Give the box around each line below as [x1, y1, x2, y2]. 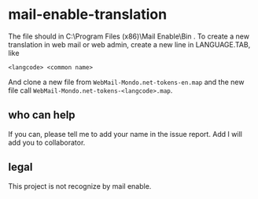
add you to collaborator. [8, 138, 86, 147]
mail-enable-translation [8, 6, 168, 24]
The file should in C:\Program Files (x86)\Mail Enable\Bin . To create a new [8, 31, 250, 41]
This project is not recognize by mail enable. [8, 181, 152, 190]
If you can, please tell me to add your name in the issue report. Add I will [8, 129, 242, 138]
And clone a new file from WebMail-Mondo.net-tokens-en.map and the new [8, 77, 245, 87]
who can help [8, 109, 76, 122]
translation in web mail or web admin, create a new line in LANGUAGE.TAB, [8, 39, 251, 49]
